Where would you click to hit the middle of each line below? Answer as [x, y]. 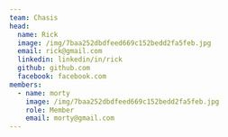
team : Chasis [34, 18]
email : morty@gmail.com [70, 118]
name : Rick [38, 34]
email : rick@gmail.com [60, 51]
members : [26, 85]
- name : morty [44, 93]
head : [19, 26]
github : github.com [54, 68]
